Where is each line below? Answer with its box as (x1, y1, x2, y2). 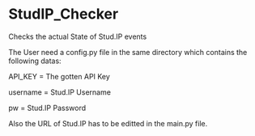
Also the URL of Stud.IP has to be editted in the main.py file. (8, 118, 208, 128)
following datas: (8, 56, 62, 66)
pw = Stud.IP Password (8, 103, 87, 113)
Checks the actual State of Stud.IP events (8, 32, 147, 41)
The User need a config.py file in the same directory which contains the (8, 47, 248, 57)
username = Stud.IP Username (8, 87, 112, 97)
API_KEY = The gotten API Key (8, 71, 111, 81)
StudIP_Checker (8, 5, 119, 23)
